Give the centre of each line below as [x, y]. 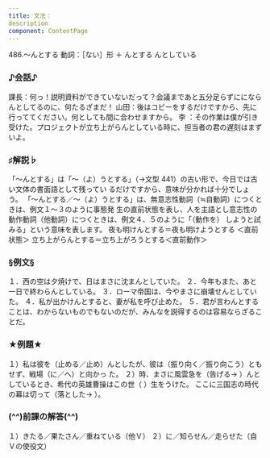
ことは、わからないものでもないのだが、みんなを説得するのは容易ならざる [132, 312]
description [28, 23]
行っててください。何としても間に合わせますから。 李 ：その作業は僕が [126, 117]
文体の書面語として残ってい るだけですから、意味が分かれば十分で [125, 189]
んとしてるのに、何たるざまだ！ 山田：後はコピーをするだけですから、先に [133, 106]
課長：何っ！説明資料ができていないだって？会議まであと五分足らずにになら [135, 97]
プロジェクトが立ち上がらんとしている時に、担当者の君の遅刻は [142, 127]
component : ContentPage [48, 31]
